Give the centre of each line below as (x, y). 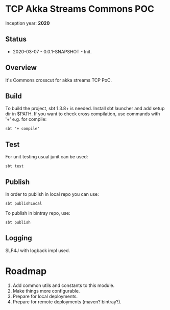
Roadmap (26, 271)
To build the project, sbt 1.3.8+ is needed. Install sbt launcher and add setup (85, 109)
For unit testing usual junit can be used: (47, 157)
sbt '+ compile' (22, 129)
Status (16, 39)
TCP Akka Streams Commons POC (80, 9)
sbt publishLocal (24, 203)
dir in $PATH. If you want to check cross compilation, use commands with (83, 114)
